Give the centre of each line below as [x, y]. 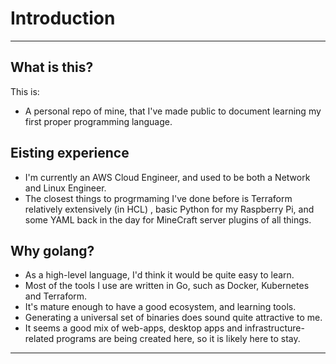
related [39, 339]
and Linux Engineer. [65, 188]
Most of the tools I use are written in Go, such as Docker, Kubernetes [167, 286]
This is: [25, 91]
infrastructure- [274, 328]
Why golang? [52, 250]
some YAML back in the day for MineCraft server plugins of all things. [168, 219]
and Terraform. [56, 296]
